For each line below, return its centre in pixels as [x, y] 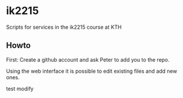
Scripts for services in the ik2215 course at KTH [64, 27]
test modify [20, 89]
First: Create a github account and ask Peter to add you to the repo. [88, 59]
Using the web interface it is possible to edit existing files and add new [92, 71]
